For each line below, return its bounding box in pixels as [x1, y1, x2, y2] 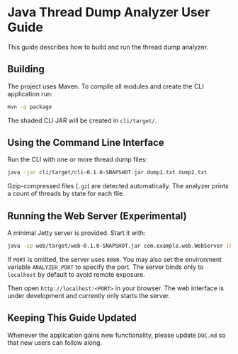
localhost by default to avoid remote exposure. [7, 270, 145, 278]
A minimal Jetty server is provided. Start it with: [7, 229, 146, 237]
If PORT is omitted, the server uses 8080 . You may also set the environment [7, 256, 222, 263]
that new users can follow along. [7, 338, 103, 347]
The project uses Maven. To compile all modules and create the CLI [7, 82, 204, 91]
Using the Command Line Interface [7, 137, 164, 149]
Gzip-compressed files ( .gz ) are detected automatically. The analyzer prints [7, 182, 229, 190]
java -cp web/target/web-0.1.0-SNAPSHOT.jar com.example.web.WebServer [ [7, 242, 230, 250]
